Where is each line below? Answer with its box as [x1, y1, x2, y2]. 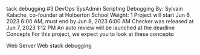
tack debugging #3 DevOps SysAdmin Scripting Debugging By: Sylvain [6, 5, 183, 12]
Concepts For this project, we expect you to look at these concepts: [6, 30, 175, 38]
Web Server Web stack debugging [6, 42, 92, 49]
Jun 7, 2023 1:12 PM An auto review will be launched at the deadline [6, 24, 175, 31]
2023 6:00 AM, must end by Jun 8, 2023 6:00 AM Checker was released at [6, 18, 194, 25]
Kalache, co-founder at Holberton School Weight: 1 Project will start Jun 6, [6, 11, 192, 19]
